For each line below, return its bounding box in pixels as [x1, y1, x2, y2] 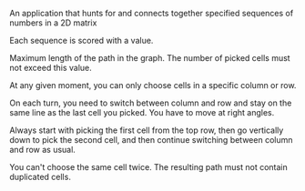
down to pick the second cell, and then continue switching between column [9, 135, 293, 145]
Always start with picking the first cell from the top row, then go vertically [9, 125, 284, 136]
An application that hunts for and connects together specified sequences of [9, 8, 294, 18]
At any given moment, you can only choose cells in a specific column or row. [9, 80, 297, 90]
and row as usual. [9, 145, 76, 155]
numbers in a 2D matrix [9, 17, 97, 28]
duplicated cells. [9, 172, 71, 182]
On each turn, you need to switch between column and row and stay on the [9, 97, 292, 108]
